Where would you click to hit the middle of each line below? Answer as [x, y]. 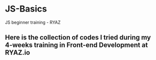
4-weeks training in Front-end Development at [77, 45]
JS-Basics [26, 9]
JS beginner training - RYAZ [33, 22]
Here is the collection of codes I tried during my [78, 37]
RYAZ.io [18, 52]
